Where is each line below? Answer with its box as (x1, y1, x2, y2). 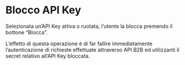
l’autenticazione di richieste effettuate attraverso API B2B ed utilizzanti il (5, 46, 180, 53)
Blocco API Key (5, 3, 82, 17)
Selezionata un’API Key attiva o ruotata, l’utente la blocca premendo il (5, 23, 173, 30)
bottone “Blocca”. (5, 28, 48, 35)
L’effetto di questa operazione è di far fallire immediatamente (5, 40, 153, 47)
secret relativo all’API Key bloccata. (5, 52, 90, 59)
